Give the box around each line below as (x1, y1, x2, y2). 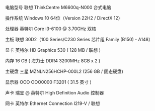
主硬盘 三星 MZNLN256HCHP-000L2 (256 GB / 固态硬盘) (5, 68, 123, 74)
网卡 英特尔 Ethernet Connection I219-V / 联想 (5, 100, 100, 106)
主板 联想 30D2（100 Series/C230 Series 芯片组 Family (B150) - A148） (5, 37, 153, 42)
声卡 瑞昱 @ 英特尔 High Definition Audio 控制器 (5, 90, 104, 95)
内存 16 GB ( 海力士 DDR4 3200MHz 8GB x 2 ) (5, 58, 101, 64)
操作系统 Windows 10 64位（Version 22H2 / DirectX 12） (5, 15, 123, 21)
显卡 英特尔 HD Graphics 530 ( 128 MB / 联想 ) (5, 47, 101, 53)
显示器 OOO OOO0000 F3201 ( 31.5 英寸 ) (5, 79, 92, 85)
